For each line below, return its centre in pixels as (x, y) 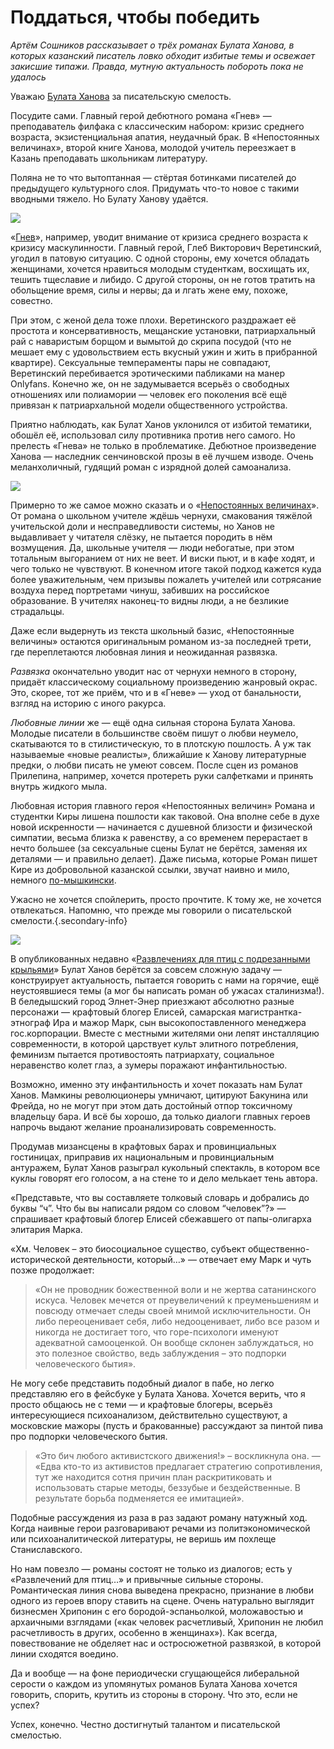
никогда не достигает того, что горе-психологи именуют (156, 1332)
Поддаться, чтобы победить (135, 17)
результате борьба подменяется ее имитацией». (139, 1498)
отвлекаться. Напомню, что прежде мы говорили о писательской (151, 910)
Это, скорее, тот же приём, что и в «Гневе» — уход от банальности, (156, 692)
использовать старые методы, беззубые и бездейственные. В (168, 1487)
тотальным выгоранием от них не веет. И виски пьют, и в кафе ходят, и (162, 558)
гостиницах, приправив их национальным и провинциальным (142, 1157)
